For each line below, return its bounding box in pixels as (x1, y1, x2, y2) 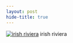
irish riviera (40, 30, 67, 37)
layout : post (6, 8, 38, 15)
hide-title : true (6, 14, 48, 20)
